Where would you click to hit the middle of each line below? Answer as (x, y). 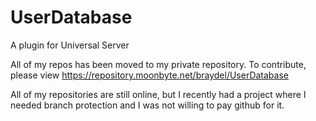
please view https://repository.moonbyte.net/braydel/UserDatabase (149, 75)
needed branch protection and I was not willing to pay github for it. (147, 105)
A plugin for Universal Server (70, 45)
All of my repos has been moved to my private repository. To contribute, (158, 64)
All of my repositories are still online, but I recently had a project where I (158, 94)
